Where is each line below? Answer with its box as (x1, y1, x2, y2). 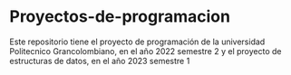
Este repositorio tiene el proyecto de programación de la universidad (9, 36, 266, 47)
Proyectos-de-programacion (9, 6, 231, 27)
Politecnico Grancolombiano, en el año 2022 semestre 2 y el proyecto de (9, 45, 282, 56)
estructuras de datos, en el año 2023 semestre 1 (9, 55, 190, 66)
